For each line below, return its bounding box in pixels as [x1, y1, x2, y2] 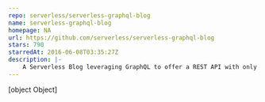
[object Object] [8, 85, 58, 94]
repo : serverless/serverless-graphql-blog [8, 11, 151, 20]
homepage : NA [8, 26, 52, 34]
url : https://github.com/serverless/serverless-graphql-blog [8, 33, 215, 42]
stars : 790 [8, 41, 44, 49]
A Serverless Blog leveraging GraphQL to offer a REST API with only [22, 63, 258, 71]
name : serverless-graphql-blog [8, 19, 112, 27]
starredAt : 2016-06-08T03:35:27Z [8, 48, 119, 56]
